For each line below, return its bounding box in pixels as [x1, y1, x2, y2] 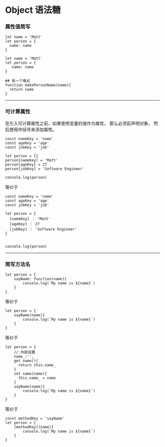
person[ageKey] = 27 [5, 162, 48, 167]
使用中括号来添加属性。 [9, 126, 57, 132]
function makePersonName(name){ [5, 83, 71, 88]
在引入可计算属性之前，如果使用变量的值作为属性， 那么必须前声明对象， [5, 120, 153, 126]
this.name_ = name [18, 376, 56, 381]
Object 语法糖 [5, 4, 61, 16]
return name [9, 87, 34, 92]
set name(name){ [14, 371, 48, 376]
